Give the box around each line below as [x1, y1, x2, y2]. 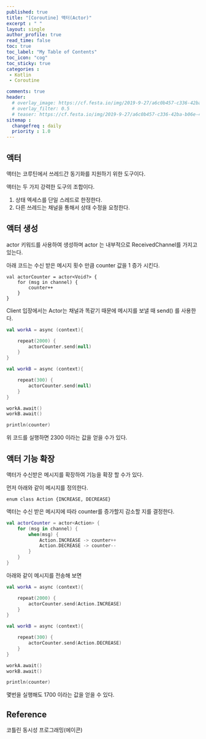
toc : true [6, 44, 32, 50]
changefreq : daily [12, 123, 62, 129]
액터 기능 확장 [6, 453, 55, 464]
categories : [6, 66, 40, 72]
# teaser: [12, 111, 37, 117]
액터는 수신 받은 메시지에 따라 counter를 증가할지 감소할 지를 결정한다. [6, 507, 175, 515]
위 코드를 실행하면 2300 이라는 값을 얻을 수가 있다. [6, 434, 128, 442]
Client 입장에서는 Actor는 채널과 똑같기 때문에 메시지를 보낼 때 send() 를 [6, 307, 180, 314]
